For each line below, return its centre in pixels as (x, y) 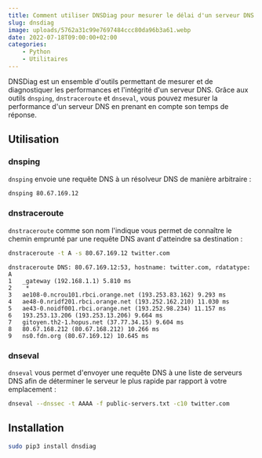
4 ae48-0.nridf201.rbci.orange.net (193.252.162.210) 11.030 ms (119, 302)
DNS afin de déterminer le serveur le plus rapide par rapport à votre (118, 380)
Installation (36, 428)
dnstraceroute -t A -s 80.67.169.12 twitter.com (89, 253)
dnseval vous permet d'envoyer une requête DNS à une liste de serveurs (125, 373)
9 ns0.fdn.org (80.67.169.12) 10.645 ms (78, 336)
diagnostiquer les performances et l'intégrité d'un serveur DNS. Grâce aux (128, 89)
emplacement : (32, 389)
